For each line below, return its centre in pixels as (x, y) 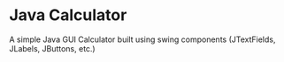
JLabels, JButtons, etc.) (52, 48)
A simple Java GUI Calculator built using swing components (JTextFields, (142, 39)
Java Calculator (68, 15)
